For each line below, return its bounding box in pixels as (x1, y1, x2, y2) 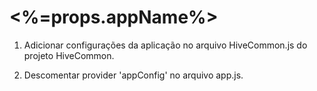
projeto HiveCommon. (23, 49, 115, 61)
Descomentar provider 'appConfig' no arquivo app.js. (23, 69, 244, 81)
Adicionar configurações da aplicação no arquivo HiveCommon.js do (23, 39, 308, 51)
